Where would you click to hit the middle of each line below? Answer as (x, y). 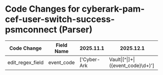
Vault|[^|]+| (122, 59)
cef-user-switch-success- (60, 19)
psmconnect (31, 30)
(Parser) (76, 30)
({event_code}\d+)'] (132, 65)
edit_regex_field (25, 62)
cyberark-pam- (113, 9)
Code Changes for (42, 9)
